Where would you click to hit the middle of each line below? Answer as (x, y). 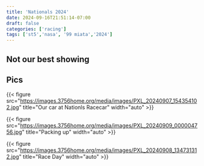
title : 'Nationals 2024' (38, 12)
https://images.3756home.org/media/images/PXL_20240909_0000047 (109, 126)
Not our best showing (48, 59)
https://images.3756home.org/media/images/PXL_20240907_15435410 (109, 101)
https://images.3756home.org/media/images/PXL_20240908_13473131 (109, 150)
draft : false (23, 23)
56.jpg (14, 132)
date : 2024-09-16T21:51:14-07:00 (49, 18)
